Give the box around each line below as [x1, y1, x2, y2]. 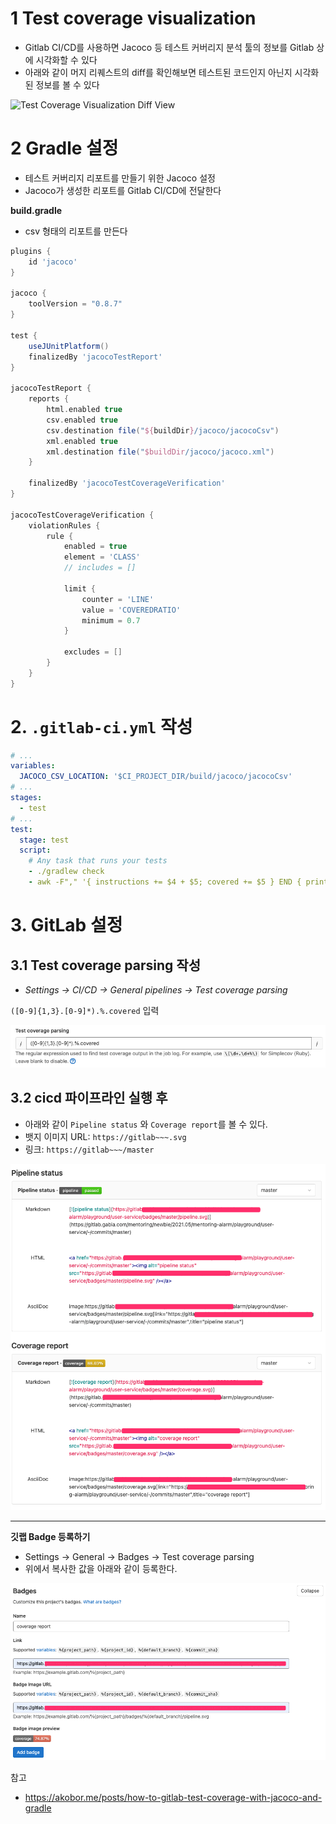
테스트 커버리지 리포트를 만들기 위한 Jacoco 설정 [24, 172, 216, 184]
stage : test [19, 835, 70, 845]
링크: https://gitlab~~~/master [24, 1143, 155, 1155]
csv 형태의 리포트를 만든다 [24, 225, 128, 237]
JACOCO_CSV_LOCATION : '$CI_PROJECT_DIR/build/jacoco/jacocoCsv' [19, 772, 293, 782]
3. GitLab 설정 [10, 914, 123, 937]
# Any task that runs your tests [28, 856, 168, 866]
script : [19, 845, 52, 856]
